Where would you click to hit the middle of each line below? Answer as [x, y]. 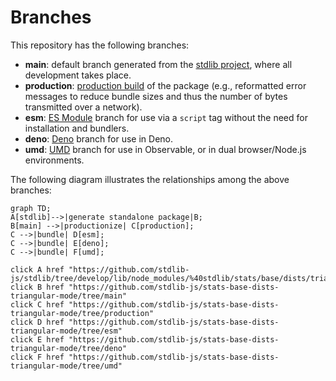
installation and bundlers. [77, 128]
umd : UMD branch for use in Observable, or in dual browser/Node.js [165, 149]
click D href [37, 322]
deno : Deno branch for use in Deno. [99, 138]
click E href [37, 339]
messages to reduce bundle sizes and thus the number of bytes [156, 96]
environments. [54, 160]
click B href [37, 287]
